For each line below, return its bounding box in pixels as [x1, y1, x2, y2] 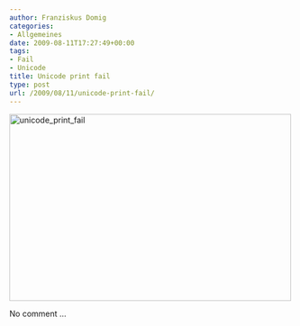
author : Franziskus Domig [9, 13, 106, 23]
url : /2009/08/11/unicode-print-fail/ [9, 88, 155, 97]
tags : [9, 47, 30, 56]
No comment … [9, 308, 67, 319]
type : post [9, 80, 50, 89]
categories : [9, 22, 54, 31]
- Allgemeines [9, 30, 63, 39]
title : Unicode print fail [9, 72, 111, 81]
